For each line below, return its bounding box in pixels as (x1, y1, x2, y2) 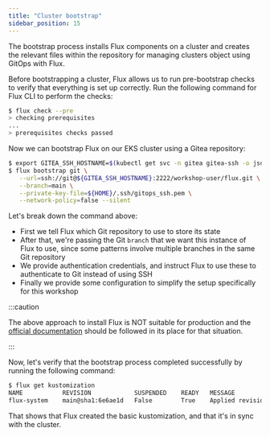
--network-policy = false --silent (18, 196, 131, 205)
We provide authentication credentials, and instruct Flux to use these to (19, 261, 257, 270)
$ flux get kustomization (8, 381, 95, 390)
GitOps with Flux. (8, 58, 66, 68)
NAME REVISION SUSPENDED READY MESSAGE (8, 389, 235, 397)
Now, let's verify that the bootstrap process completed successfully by (8, 357, 243, 367)
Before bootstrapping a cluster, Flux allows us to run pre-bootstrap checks (8, 74, 256, 84)
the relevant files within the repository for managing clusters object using (8, 50, 251, 60)
